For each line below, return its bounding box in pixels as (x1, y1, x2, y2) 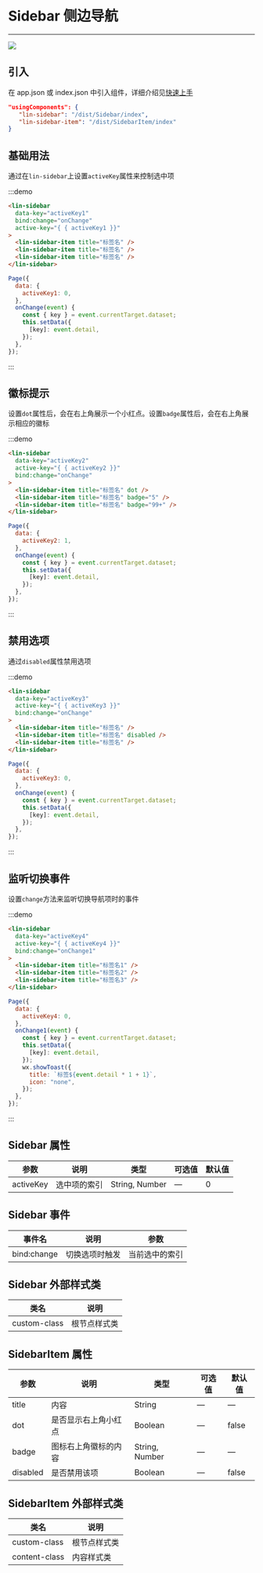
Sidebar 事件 (8, 1209, 70, 1222)
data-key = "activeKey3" (15, 694, 89, 703)
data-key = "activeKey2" (15, 457, 89, 465)
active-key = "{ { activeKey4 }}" (15, 939, 121, 947)
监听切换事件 (8, 872, 70, 885)
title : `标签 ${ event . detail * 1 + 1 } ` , (28, 1070, 157, 1078)
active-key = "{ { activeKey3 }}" (15, 702, 121, 710)
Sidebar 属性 (8, 1139, 70, 1152)
